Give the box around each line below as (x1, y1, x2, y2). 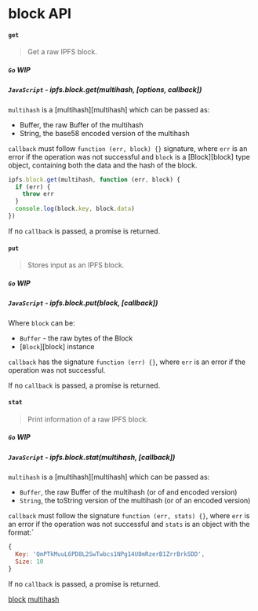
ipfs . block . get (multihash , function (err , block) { (8, 175, 180, 183)
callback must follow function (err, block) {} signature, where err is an (8, 143, 248, 153)
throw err (22, 190, 55, 198)
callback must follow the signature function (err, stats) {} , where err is (8, 511, 250, 521)
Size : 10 (15, 558, 44, 565)
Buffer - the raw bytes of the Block (19, 333, 133, 343)
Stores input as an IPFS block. (27, 260, 125, 270)
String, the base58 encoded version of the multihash (19, 128, 190, 138)
